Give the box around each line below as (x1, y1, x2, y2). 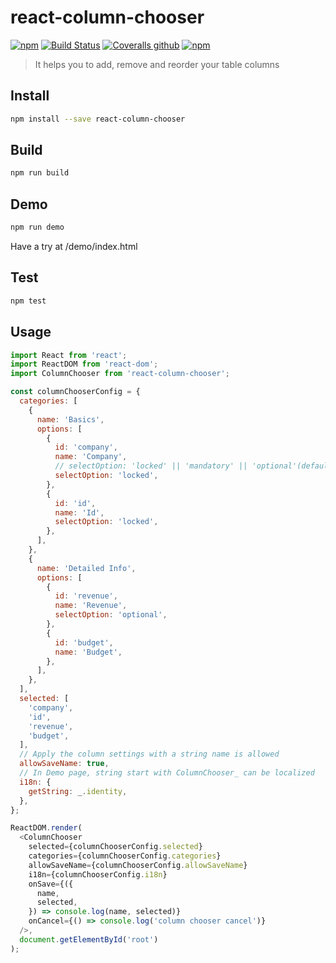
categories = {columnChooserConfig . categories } (28, 851, 222, 861)
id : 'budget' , (54, 637, 114, 648)
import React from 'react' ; (10, 350, 128, 360)
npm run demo (10, 222, 65, 233)
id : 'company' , (54, 442, 118, 453)
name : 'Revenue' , (54, 601, 128, 611)
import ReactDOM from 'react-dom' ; (10, 359, 159, 370)
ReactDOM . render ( (10, 823, 83, 833)
